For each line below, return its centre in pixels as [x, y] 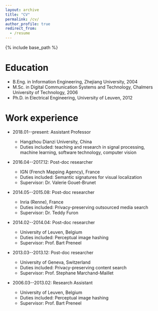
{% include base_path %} [32, 47]
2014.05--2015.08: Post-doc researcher [53, 192]
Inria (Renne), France [42, 202]
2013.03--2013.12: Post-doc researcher [53, 252]
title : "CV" [18, 15]
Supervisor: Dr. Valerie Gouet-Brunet [58, 182]
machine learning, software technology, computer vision [78, 152]
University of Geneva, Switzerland [55, 262]
